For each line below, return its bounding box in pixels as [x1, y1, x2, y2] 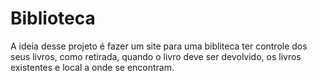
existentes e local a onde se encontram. [10, 61, 175, 73]
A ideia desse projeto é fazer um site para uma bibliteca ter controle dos [10, 40, 308, 52]
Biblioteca [10, 7, 96, 30]
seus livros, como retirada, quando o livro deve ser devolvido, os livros [10, 50, 302, 62]
